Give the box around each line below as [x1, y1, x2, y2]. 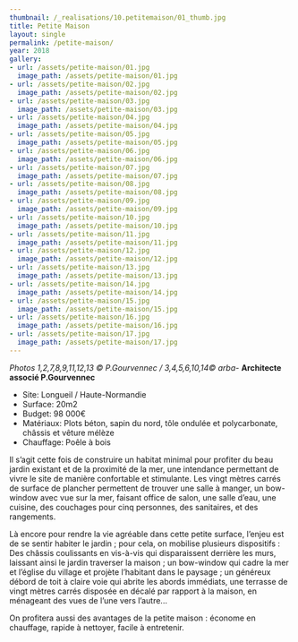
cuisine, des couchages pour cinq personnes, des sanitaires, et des [9, 501, 259, 512]
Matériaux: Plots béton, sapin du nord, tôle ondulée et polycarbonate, [21, 417, 278, 428]
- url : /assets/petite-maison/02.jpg [9, 80, 150, 89]
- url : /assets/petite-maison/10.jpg [9, 212, 150, 222]
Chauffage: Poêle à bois [21, 436, 112, 448]
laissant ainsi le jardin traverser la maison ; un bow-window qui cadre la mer [9, 557, 289, 568]
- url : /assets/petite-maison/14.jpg [9, 279, 150, 288]
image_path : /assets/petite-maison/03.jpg [17, 105, 178, 114]
